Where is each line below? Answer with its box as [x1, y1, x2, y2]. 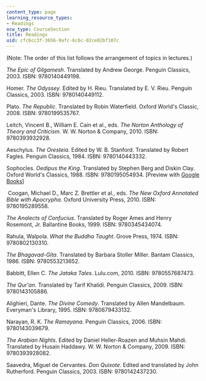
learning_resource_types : [6, 15, 72, 21]
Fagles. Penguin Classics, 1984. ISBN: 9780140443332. [6, 153, 147, 160]
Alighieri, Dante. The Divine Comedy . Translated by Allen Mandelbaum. [6, 300, 186, 307]
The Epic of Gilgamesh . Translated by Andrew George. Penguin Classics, [6, 66, 191, 74]
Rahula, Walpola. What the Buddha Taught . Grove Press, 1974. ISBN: [6, 233, 179, 240]
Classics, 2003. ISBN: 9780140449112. [6, 91, 104, 98]
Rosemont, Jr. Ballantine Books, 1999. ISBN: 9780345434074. [6, 221, 162, 228]
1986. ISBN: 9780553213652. [6, 258, 80, 265]
